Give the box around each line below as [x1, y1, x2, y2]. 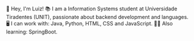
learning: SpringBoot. [6, 28, 58, 35]
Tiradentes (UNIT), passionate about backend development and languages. [6, 14, 189, 20]
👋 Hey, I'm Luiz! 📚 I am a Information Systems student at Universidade [6, 5, 178, 12]
